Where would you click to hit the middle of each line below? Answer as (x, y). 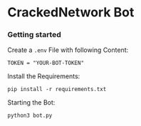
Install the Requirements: (44, 76)
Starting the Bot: (31, 103)
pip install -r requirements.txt (57, 90)
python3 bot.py (30, 116)
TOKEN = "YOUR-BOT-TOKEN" (46, 63)
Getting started (35, 35)
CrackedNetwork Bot (71, 12)
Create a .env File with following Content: (68, 50)
